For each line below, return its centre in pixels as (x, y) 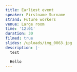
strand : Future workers (31, 19)
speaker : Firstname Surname (35, 15)
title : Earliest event (30, 10)
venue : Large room (25, 24)
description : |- (23, 48)
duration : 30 (19, 33)
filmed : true (19, 39)
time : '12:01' (21, 29)
